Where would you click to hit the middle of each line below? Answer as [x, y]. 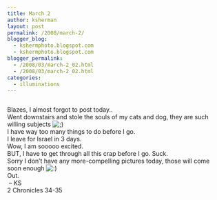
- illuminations [37, 84]
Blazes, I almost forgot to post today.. [60, 110]
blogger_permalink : [35, 59]
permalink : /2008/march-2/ [46, 33]
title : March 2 [29, 13]
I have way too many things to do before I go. [71, 132]
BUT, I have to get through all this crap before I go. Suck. [88, 154]
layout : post [26, 26]
